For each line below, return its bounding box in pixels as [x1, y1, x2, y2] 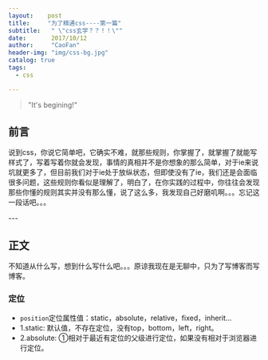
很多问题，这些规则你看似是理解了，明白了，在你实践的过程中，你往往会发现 [8, 177, 260, 188]
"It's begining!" [27, 100, 78, 109]
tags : [8, 64, 26, 72]
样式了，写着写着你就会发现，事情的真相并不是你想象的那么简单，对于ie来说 [8, 157, 259, 168]
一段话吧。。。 [8, 197, 50, 208]
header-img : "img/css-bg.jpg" [8, 49, 109, 57]
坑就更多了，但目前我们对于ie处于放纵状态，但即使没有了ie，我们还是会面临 [8, 168, 258, 177]
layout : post [8, 11, 62, 20]
